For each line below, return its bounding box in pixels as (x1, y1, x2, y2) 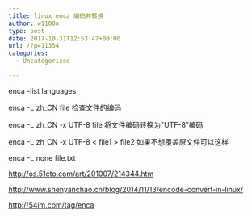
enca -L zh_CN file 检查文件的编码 (8, 103, 122, 112)
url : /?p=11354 (8, 42, 60, 50)
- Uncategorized (15, 57, 70, 65)
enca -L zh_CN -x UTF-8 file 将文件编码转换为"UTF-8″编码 (8, 119, 204, 129)
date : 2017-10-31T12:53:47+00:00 (8, 34, 121, 43)
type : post (8, 27, 45, 35)
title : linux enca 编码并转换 (8, 11, 104, 20)
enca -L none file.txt (8, 153, 76, 162)
